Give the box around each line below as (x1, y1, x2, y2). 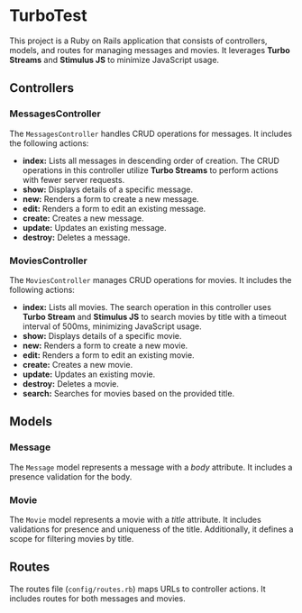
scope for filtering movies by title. (9, 533, 134, 544)
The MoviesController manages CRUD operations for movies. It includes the (9, 274, 292, 285)
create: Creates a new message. (22, 213, 144, 224)
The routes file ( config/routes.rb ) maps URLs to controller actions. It (9, 583, 266, 594)
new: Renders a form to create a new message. (22, 193, 200, 204)
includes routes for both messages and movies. (9, 592, 187, 604)
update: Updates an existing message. (22, 222, 167, 233)
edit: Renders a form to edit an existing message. (22, 203, 206, 214)
